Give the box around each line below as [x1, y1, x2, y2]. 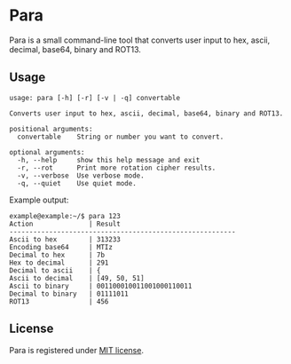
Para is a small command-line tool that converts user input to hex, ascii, [9, 35, 271, 45]
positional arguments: [9, 124, 93, 133]
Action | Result [9, 219, 122, 228]
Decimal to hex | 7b [9, 250, 105, 259]
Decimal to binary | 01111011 [9, 289, 129, 298]
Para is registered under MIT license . [9, 344, 145, 355]
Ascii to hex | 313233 [9, 234, 122, 244]
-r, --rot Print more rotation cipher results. [17, 163, 216, 172]
